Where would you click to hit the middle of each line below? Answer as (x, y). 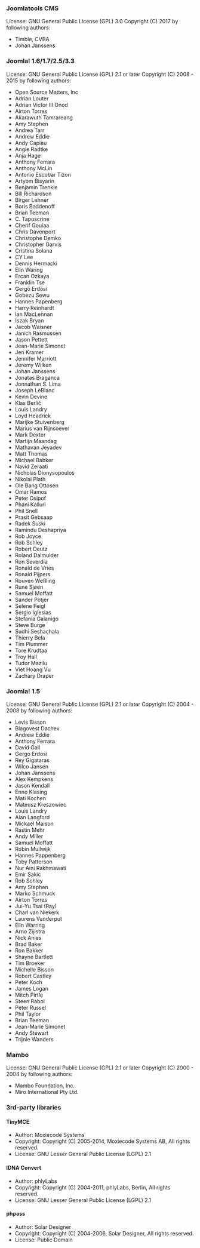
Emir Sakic (28, 874)
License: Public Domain (44, 1240)
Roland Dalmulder (37, 555)
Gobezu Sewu (32, 295)
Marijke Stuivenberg (39, 422)
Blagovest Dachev (37, 728)
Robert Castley (33, 976)
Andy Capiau (31, 143)
